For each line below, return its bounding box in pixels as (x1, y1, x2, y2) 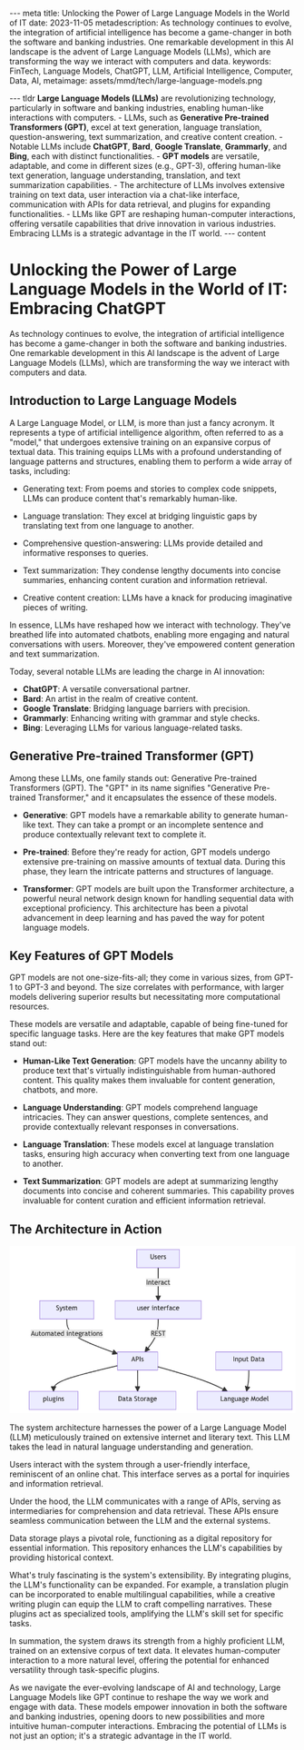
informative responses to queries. (22, 547, 149, 558)
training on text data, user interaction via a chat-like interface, (9, 190, 240, 200)
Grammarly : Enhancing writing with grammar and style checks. (22, 712, 260, 723)
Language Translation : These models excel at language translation (22, 1139, 274, 1150)
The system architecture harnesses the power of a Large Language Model (9, 1422, 288, 1433)
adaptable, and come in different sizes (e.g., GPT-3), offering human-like (9, 161, 281, 171)
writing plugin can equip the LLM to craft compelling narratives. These (9, 1598, 272, 1610)
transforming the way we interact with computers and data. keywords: (9, 56, 272, 66)
